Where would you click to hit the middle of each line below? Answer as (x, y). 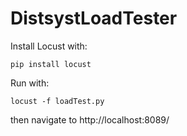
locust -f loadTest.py (57, 101)
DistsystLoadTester (94, 18)
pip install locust (51, 64)
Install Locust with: (49, 46)
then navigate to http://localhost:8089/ (90, 119)
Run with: (30, 83)
